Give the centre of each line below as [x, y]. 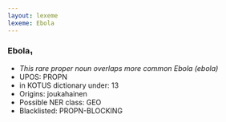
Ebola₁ [20, 51]
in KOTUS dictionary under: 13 [69, 85]
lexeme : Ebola [31, 23]
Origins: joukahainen [53, 93]
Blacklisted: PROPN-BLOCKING [71, 110]
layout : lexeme [33, 16]
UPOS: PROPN [43, 77]
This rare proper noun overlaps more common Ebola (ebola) [119, 68]
